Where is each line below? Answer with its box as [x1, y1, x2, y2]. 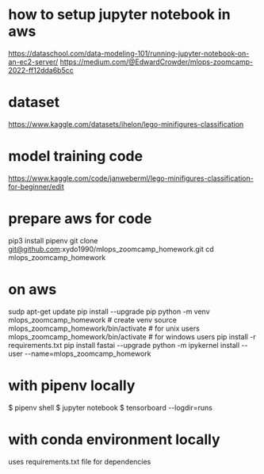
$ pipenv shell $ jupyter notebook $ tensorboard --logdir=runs [8, 403, 212, 412]
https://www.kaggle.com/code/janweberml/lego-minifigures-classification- [8, 173, 254, 183]
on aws [8, 280, 57, 298]
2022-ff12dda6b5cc [8, 65, 74, 75]
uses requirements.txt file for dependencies [8, 457, 151, 466]
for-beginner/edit [8, 182, 65, 191]
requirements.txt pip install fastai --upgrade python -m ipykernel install [8, 340, 240, 350]
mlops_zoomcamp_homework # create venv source [8, 315, 177, 324]
